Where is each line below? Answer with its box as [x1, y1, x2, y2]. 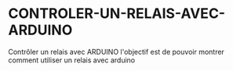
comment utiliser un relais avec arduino [8, 55, 136, 65]
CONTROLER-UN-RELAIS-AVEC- [8, 5, 226, 23]
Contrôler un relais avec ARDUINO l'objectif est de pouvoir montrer [8, 47, 225, 56]
